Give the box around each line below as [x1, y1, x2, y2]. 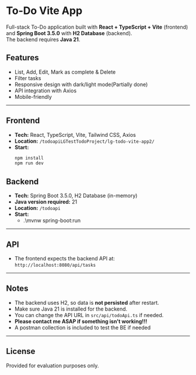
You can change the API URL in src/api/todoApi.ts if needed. [14, 311, 164, 318]
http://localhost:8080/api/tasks [14, 262, 96, 268]
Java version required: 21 [14, 198, 78, 205]
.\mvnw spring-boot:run [23, 217, 81, 224]
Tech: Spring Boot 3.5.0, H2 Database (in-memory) [14, 192, 138, 199]
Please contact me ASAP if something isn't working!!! [14, 318, 148, 325]
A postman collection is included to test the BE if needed [14, 324, 151, 331]
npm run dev [14, 160, 44, 166]
